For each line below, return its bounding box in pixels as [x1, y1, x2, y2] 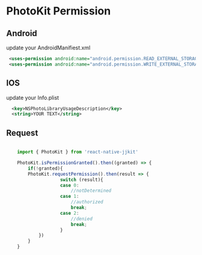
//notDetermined [70, 188, 112, 194]
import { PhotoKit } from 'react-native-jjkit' [17, 149, 138, 155]
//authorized [70, 199, 103, 205]
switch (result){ [60, 176, 103, 183]
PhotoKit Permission [6, 4, 111, 18]
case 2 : [60, 210, 79, 216]
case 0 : [60, 182, 79, 188]
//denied [70, 215, 93, 222]
